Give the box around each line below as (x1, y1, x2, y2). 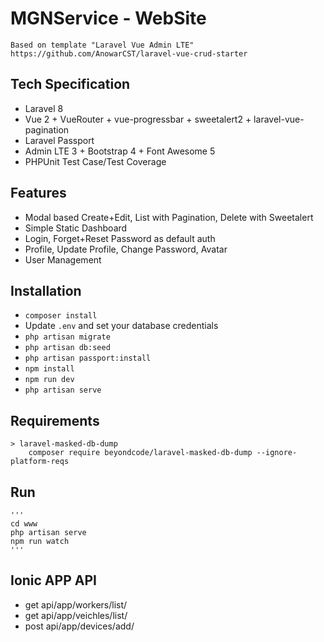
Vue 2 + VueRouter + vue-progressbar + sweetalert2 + (24, 113, 252, 125)
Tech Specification (10, 76, 131, 93)
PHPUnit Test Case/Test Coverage (24, 155, 167, 167)
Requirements (10, 412, 100, 429)
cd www (10, 519, 38, 529)
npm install (24, 364, 75, 374)
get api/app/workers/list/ (24, 598, 128, 611)
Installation (10, 282, 82, 299)
